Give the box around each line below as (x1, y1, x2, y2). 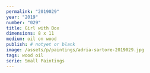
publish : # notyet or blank (6, 42, 76, 48)
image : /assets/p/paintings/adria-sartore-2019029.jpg (6, 47, 145, 53)
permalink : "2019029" (6, 8, 60, 15)
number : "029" (6, 19, 42, 25)
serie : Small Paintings (6, 58, 65, 64)
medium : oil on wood (6, 36, 58, 42)
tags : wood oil (6, 52, 44, 58)
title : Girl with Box (6, 25, 60, 31)
